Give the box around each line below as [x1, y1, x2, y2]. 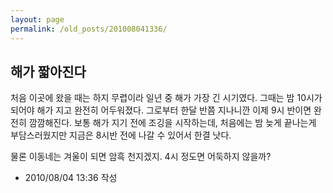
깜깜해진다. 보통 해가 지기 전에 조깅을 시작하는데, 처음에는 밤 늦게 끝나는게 [28, 117, 317, 129]
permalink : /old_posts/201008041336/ [10, 24, 168, 34]
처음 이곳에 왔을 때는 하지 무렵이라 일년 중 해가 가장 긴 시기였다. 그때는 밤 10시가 [10, 92, 323, 104]
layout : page [10, 14, 65, 25]
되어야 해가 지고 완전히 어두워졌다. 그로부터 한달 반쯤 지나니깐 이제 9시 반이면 [10, 104, 312, 116]
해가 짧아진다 [10, 63, 87, 80]
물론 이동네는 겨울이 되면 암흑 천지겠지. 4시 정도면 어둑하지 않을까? [10, 151, 272, 163]
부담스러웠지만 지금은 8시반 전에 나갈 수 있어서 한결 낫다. [10, 129, 232, 141]
